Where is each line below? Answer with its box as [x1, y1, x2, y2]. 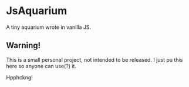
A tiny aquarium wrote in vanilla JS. [6, 24, 92, 31]
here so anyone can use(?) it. [6, 62, 76, 69]
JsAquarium [6, 4, 67, 18]
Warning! [6, 41, 41, 51]
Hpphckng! [6, 73, 33, 81]
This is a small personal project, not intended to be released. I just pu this [6, 56, 183, 63]
